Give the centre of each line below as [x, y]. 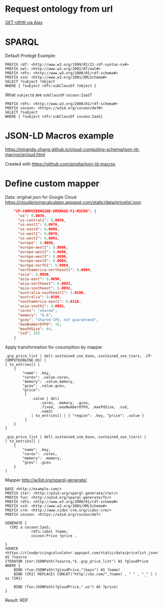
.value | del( [45, 399]
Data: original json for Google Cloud [41, 197]
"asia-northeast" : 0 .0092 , [45, 283]
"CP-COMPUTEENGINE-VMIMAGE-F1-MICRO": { [55, 211]
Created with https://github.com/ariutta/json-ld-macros [60, 164]
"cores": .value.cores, [46, 377]
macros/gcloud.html [25, 154]
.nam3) [46, 412]
